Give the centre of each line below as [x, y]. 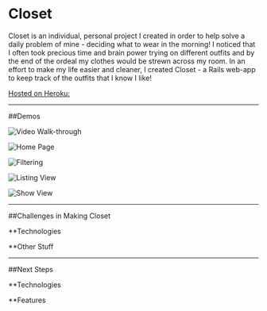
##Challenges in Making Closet [60, 216]
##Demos [25, 116]
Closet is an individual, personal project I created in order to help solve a [127, 36]
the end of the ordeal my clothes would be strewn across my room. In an [127, 61]
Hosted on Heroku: [39, 93]
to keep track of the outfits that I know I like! [80, 78]
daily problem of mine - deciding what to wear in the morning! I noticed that [132, 44]
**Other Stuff [31, 246]
